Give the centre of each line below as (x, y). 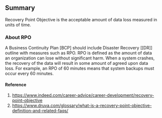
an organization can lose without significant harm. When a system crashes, (80, 58)
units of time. (18, 25)
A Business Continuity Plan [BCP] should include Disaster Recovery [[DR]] (79, 48)
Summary (20, 8)
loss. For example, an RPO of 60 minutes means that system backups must (80, 68)
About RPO (18, 37)
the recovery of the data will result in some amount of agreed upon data (77, 63)
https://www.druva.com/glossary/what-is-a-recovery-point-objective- (82, 105)
